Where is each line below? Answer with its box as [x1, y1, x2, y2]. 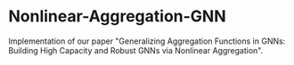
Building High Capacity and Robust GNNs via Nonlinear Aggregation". [8, 45, 264, 55]
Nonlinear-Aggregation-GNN [8, 6, 226, 27]
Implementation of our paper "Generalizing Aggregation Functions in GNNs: [8, 36, 286, 46]
